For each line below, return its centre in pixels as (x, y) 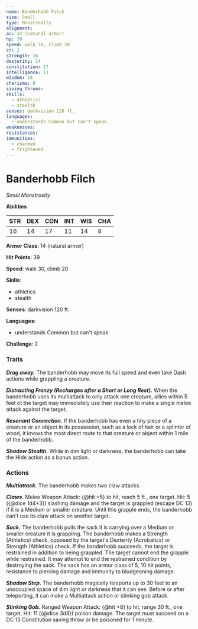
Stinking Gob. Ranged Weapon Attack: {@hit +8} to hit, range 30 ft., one (95, 607)
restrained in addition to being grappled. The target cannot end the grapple (98, 553)
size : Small (21, 17)
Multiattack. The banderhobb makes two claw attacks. (73, 486)
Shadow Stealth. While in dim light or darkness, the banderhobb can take (96, 451)
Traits (15, 359)
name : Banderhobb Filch (35, 12)
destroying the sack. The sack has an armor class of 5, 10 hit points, (89, 565)
